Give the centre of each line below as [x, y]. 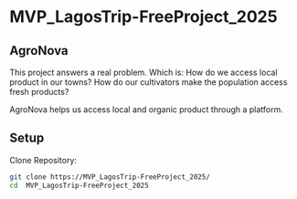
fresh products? [39, 92]
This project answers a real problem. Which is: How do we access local [143, 72]
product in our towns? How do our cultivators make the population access [148, 82]
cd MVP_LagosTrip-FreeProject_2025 [79, 185]
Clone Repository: [43, 160]
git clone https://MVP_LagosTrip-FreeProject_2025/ [110, 177]
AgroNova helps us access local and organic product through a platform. [146, 110]
